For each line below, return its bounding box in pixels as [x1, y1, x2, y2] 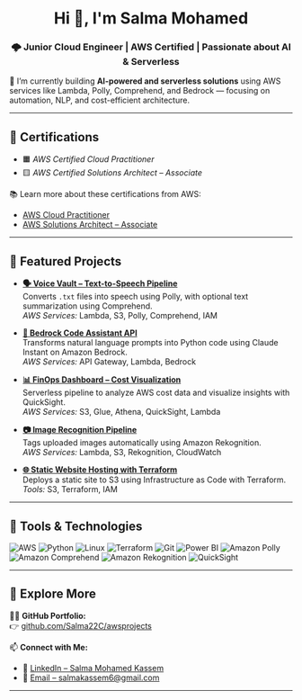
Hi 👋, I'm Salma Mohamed [53, 8, 249, 29]
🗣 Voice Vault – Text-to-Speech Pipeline [22, 278, 178, 289]
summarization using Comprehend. [22, 301, 153, 311]
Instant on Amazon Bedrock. [22, 346, 129, 358]
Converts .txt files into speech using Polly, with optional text [22, 292, 249, 302]
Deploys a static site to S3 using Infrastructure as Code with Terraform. [22, 474, 287, 485]
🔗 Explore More [9, 587, 97, 602]
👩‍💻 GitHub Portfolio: [9, 610, 86, 621]
